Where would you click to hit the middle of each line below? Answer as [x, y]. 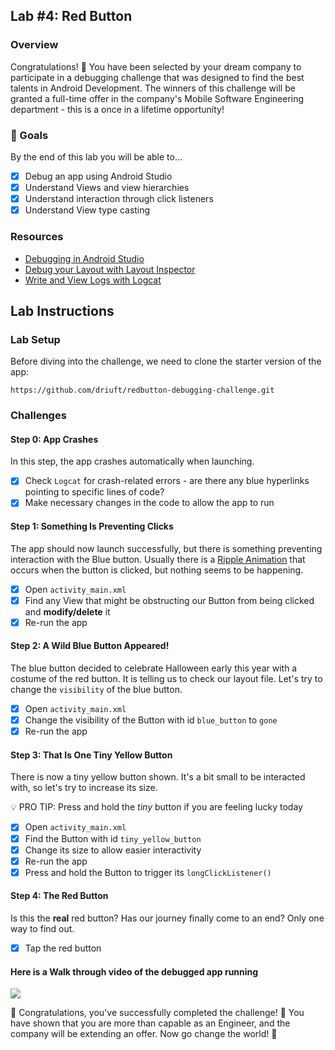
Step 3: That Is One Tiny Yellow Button [91, 755]
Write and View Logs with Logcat [93, 280]
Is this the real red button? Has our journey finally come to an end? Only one [167, 918]
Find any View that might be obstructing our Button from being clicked [169, 600]
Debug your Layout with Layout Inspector [110, 269]
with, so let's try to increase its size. [84, 788]
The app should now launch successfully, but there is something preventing [166, 548]
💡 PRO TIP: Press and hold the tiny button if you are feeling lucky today [156, 807]
